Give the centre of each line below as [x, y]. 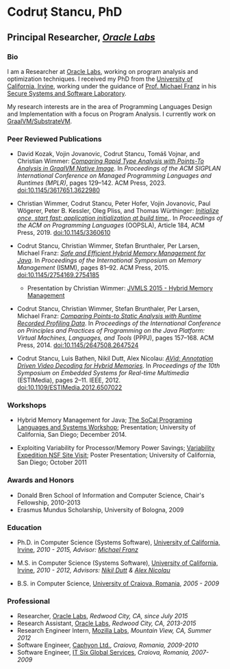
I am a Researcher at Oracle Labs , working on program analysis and [103, 71]
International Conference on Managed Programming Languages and [114, 176]
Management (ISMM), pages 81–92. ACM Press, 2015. [93, 268]
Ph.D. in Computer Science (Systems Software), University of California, [118, 542]
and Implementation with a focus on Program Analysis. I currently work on [112, 114]
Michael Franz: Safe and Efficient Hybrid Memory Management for [111, 253]
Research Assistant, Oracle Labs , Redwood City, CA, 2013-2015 [106, 623]
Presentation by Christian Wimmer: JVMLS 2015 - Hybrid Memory [120, 288]
